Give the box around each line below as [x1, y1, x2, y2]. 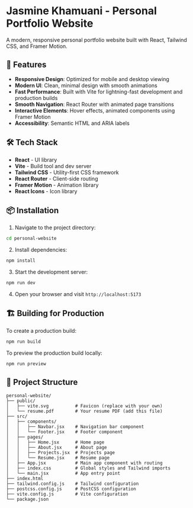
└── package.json [6, 496, 49, 503]
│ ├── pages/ [6, 434, 44, 441]
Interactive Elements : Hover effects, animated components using [14, 107, 175, 114]
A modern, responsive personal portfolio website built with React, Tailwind [6, 36, 188, 43]
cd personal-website [6, 236, 57, 242]
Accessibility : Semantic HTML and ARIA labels [14, 120, 130, 127]
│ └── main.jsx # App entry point [6, 471, 120, 477]
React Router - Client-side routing [14, 175, 98, 182]
